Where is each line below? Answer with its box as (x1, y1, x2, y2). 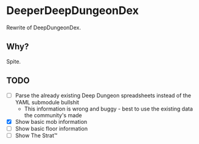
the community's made (24, 111, 82, 119)
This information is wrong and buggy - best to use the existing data (24, 105, 194, 112)
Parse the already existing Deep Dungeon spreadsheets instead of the (15, 92, 192, 99)
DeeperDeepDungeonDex (6, 4, 139, 18)
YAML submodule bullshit (15, 98, 79, 106)
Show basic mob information (15, 118, 88, 125)
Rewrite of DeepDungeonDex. (6, 24, 81, 31)
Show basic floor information (15, 124, 88, 132)
